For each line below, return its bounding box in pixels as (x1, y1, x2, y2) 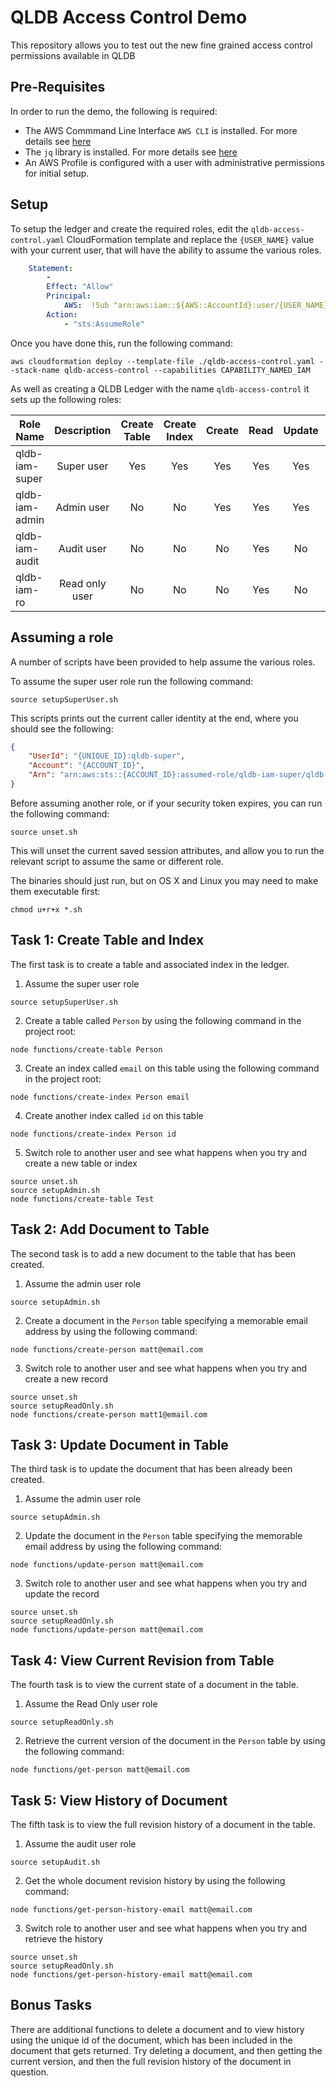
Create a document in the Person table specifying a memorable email (24, 1314, 308, 1326)
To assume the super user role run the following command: (10, 675, 254, 687)
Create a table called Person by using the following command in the (24, 1014, 302, 1026)
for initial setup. (24, 167, 90, 179)
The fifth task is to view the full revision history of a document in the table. (10, 1818, 316, 1830)
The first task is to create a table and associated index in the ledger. (10, 958, 290, 970)
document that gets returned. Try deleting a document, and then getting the (10, 2044, 323, 2056)
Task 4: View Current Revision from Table (10, 1652, 275, 1669)
